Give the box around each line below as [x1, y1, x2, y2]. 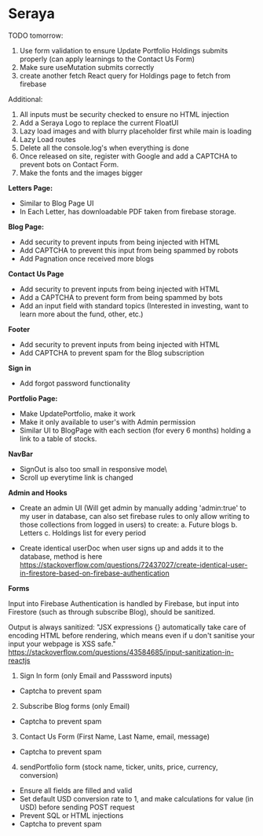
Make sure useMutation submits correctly [19, 62, 155, 71]
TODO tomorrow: [8, 31, 64, 40]
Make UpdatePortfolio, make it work [19, 409, 136, 418]
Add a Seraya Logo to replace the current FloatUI [19, 118, 179, 127]
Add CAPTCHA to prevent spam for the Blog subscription [19, 348, 205, 357]
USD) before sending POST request [19, 802, 135, 812]
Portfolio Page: [8, 393, 58, 403]
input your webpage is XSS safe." [8, 639, 116, 648]
